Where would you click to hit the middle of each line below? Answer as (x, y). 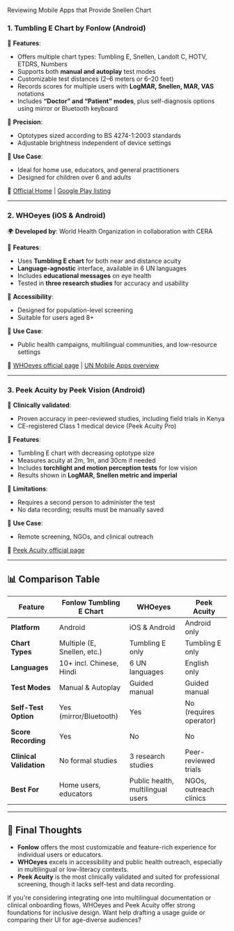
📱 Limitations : (28, 488)
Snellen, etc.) (80, 652)
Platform (25, 627)
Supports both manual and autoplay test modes (86, 72)
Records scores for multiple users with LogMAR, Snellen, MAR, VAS (116, 86)
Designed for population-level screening (75, 310)
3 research (147, 756)
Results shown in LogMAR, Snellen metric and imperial (97, 475)
